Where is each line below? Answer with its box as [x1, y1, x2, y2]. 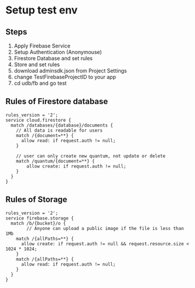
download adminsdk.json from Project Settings [13, 67, 127, 74]
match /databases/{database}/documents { [11, 122, 114, 128]
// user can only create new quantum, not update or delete [16, 153, 166, 159]
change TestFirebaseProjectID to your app [13, 74, 117, 80]
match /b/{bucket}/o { [11, 220, 66, 226]
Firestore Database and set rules [13, 55, 93, 61]
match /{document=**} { [16, 132, 74, 138]
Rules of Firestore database [5, 97, 108, 107]
